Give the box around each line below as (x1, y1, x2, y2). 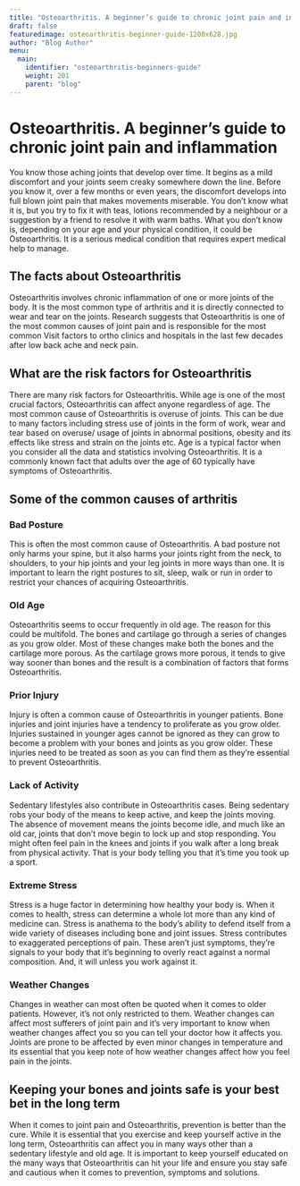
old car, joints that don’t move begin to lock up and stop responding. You (9, 828, 277, 839)
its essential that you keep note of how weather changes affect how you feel (9, 1046, 290, 1057)
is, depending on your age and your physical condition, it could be (9, 224, 253, 234)
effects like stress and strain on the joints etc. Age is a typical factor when (9, 437, 281, 448)
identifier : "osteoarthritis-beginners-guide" (25, 64, 202, 72)
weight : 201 (25, 72, 70, 80)
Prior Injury (9, 690, 60, 702)
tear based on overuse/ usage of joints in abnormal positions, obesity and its (9, 428, 291, 438)
